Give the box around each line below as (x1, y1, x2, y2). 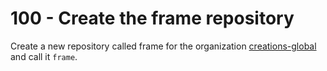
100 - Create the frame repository (10, 7, 295, 30)
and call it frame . (10, 50, 78, 62)
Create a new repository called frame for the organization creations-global (10, 40, 317, 52)
